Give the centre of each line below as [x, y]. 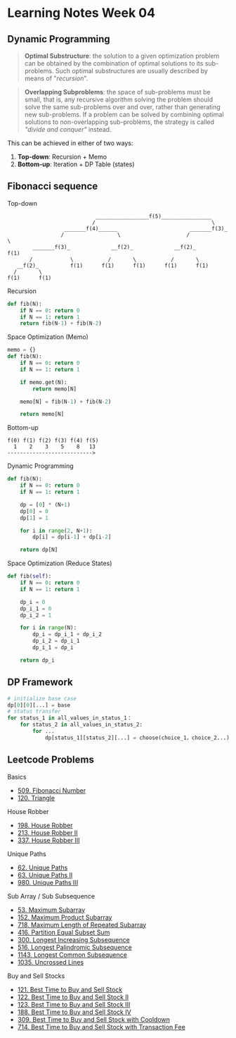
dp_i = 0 [33, 602]
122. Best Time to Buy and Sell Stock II [73, 997]
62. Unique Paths [42, 867]
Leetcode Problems [51, 760]
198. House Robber [45, 825]
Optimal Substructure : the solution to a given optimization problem [122, 56]
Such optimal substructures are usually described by [132, 71]
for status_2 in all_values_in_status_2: [81, 725]
